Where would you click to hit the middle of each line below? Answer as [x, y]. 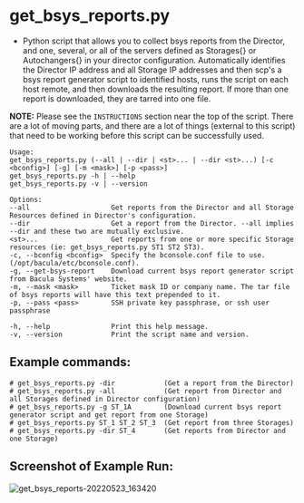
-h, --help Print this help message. [109, 326]
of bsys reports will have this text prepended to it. [115, 295]
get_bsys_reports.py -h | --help [73, 176]
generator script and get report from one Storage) [109, 415]
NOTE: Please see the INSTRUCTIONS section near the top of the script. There [152, 116]
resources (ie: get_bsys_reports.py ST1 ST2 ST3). [107, 247]
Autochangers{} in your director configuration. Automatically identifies [154, 60]
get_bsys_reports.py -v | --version [78, 184]
